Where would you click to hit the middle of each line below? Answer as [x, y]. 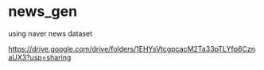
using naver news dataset [50, 33]
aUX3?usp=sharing [40, 57]
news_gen [43, 12]
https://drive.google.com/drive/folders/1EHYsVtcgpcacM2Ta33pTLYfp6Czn [132, 49]
